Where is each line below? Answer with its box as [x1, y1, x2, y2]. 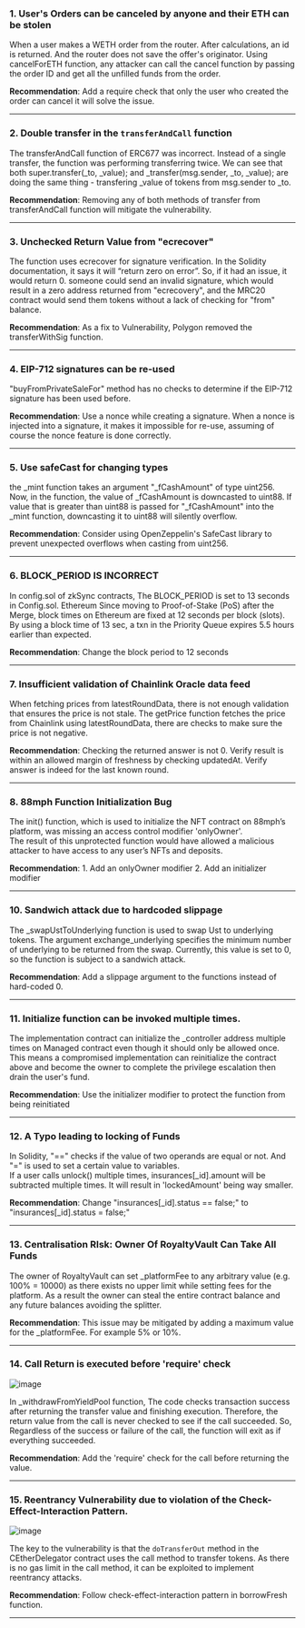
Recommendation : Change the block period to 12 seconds [9, 646, 229, 657]
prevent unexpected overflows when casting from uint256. [9, 538, 229, 549]
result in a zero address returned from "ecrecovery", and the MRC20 [9, 285, 266, 296]
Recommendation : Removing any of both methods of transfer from [9, 194, 261, 205]
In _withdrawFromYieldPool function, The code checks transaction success [9, 1396, 290, 1407]
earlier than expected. [9, 629, 93, 640]
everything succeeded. [9, 1434, 96, 1445]
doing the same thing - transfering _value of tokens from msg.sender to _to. [9, 177, 292, 187]
